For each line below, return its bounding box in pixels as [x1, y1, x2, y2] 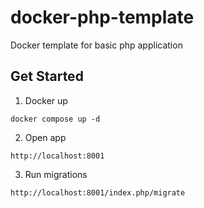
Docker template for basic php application [10, 39, 183, 51]
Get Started [10, 68, 84, 85]
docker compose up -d [10, 114, 101, 124]
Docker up [24, 94, 68, 106]
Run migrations [24, 168, 88, 180]
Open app [24, 131, 67, 143]
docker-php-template [10, 6, 195, 29]
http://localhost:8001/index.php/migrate [10, 187, 186, 198]
